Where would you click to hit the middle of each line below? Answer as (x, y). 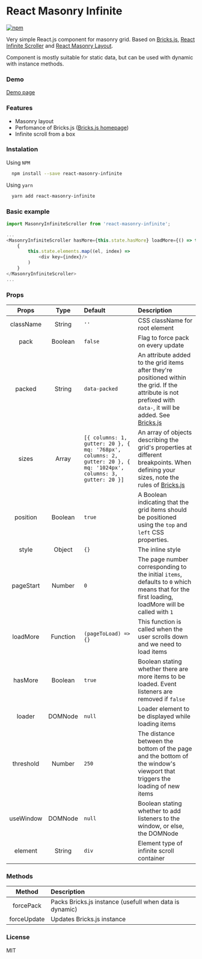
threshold (26, 763)
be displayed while (164, 716)
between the (156, 741)
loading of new (159, 786)
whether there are (163, 669)
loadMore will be (161, 604)
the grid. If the (158, 385)
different (150, 455)
